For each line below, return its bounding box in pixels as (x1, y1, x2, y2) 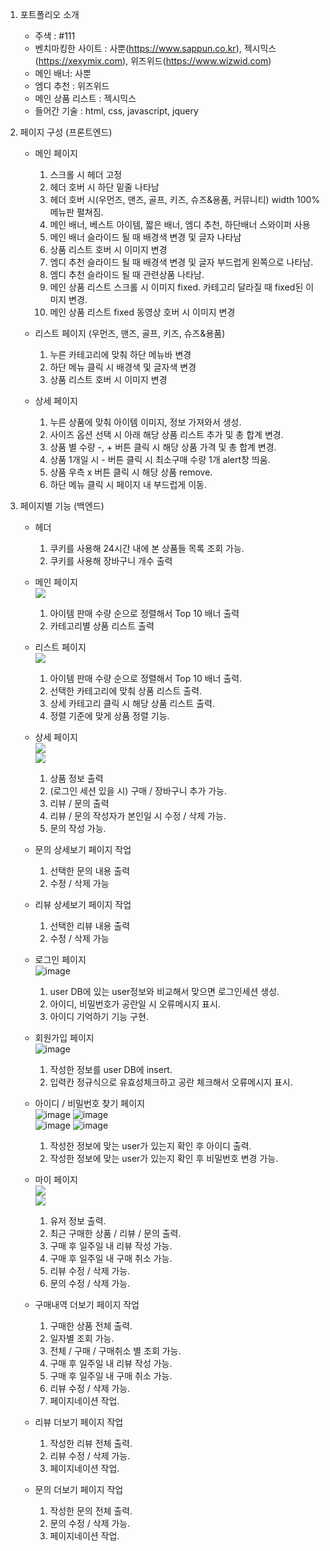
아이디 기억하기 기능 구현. (49, 1011, 149, 1022)
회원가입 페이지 (34, 1032, 95, 1043)
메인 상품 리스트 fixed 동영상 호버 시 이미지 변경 (49, 306, 236, 318)
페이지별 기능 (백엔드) (19, 500, 105, 512)
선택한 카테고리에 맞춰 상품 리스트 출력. (49, 685, 203, 697)
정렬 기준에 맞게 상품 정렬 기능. (49, 710, 170, 722)
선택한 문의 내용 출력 (49, 865, 131, 877)
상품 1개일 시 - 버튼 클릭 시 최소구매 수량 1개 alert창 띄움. (49, 454, 271, 465)
